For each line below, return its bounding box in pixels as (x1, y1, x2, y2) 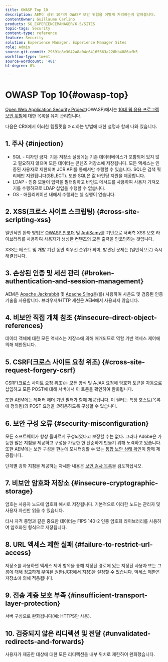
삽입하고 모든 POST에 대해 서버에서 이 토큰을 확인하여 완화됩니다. (5, 386, 134, 392)
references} (5, 321, 44, 330)
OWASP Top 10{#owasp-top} (5, 89, 129, 101)
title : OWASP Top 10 (5, 7, 49, 13)
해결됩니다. (5, 253, 27, 259)
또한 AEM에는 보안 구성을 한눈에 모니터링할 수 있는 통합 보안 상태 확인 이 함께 (5, 446, 155, 452)
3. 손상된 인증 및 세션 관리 (5, 269, 80, 277)
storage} (5, 487, 34, 495)
